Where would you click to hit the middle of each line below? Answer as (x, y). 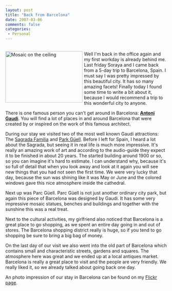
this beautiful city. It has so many (119, 81)
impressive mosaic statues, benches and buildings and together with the (82, 204)
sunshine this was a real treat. (37, 209)
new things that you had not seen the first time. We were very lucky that (81, 172)
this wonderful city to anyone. (116, 103)
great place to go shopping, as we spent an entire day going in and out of (83, 225)
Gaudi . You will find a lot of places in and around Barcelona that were (79, 118)
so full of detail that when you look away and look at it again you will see (82, 167)
